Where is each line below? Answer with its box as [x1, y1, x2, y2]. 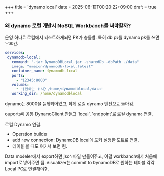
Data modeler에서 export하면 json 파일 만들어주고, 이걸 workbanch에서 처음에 [5, 154, 157, 159]
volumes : [11, 82, 29, 87]
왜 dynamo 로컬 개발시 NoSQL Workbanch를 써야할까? [5, 22, 131, 29]
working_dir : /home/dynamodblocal [11, 91, 82, 96]
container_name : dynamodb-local [11, 68, 78, 73]
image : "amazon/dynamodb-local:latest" [11, 64, 93, 69]
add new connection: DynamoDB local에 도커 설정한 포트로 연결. [12, 137, 139, 143]
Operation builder [12, 132, 48, 137]
